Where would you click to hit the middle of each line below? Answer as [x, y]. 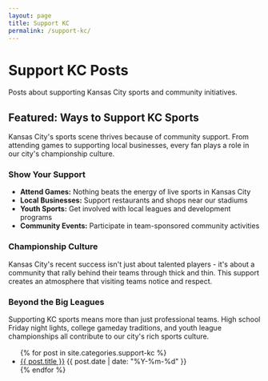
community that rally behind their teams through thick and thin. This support [134, 272]
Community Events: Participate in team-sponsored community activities [140, 226]
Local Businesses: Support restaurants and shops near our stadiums [134, 200]
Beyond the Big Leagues [56, 302]
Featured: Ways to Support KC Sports [104, 117]
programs [36, 218]
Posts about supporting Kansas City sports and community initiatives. [123, 92]
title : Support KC [39, 23]
